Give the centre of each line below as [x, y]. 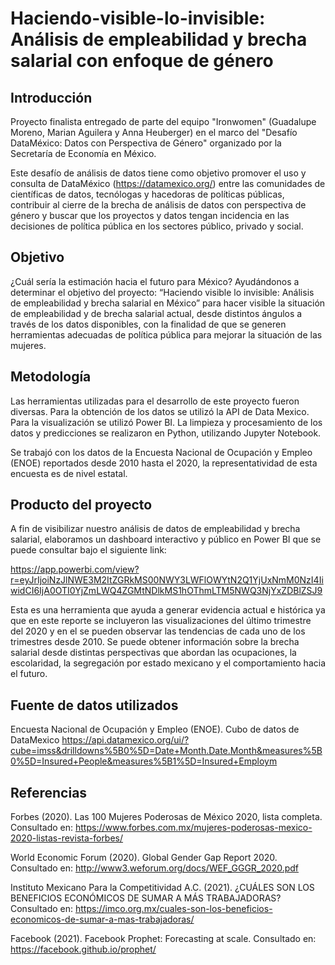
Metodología [51, 377]
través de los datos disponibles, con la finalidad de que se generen [148, 324]
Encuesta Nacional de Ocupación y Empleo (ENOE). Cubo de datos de [155, 729]
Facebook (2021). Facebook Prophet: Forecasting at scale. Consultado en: [163, 939]
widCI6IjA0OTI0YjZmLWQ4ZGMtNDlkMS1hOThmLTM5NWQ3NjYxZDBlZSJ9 [166, 591]
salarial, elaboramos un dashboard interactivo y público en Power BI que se [166, 539]
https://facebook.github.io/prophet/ [83, 949]
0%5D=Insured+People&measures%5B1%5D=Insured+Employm [144, 761]
